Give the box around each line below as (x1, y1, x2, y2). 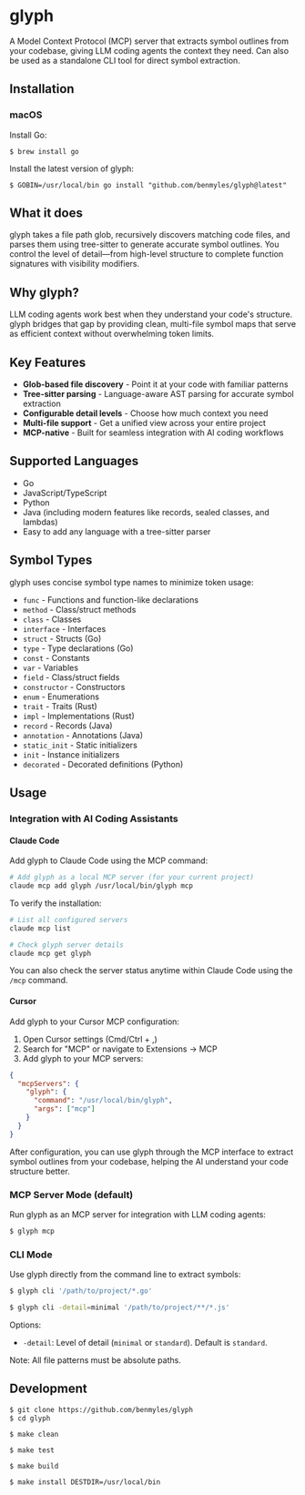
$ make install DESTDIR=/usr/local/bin (9, 1478, 161, 1487)
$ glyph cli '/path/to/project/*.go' (9, 1287, 153, 1296)
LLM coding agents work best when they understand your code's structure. (9, 309, 293, 320)
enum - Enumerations (22, 691, 100, 702)
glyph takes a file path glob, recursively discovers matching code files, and (9, 229, 290, 240)
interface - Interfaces (22, 623, 107, 634)
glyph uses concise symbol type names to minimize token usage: (9, 576, 254, 587)
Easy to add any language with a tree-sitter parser (22, 525, 211, 537)
